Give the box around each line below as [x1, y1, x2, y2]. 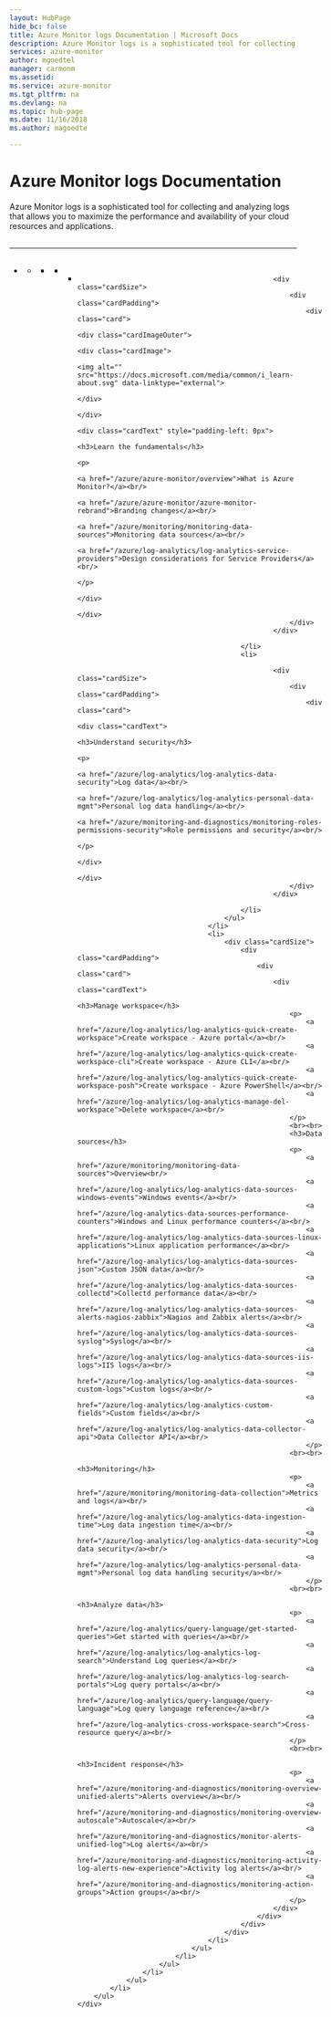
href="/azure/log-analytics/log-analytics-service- [89, 546, 290, 555]
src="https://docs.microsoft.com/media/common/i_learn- [77, 371, 295, 380]
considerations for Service [150, 554, 257, 563]
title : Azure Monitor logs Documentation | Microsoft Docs [9, 30, 239, 39]
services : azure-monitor [9, 47, 104, 57]
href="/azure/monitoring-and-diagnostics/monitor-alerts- [77, 1832, 303, 1841]
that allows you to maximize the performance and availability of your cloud [9, 211, 290, 222]
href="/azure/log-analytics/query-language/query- [77, 1696, 274, 1705]
